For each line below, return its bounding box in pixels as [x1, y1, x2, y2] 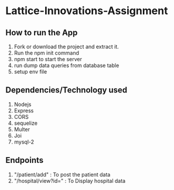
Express [13, 107, 34, 114]
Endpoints [5, 155, 44, 165]
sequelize [13, 119, 37, 126]
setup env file [13, 68, 47, 75]
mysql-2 [13, 138, 35, 145]
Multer [13, 125, 30, 133]
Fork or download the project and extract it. [13, 43, 120, 50]
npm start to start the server [13, 56, 83, 62]
